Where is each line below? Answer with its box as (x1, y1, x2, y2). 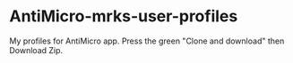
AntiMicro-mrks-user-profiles (9, 6, 238, 27)
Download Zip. (9, 44, 64, 55)
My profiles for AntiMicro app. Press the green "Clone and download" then (9, 35, 285, 46)
